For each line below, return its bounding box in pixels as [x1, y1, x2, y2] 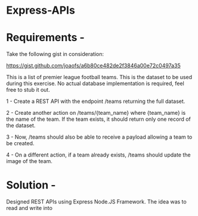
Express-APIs [6, 4, 76, 17]
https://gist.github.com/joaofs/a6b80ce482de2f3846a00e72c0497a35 [6, 62, 181, 69]
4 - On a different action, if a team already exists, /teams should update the [6, 151, 191, 158]
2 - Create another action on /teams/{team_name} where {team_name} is [6, 109, 186, 117]
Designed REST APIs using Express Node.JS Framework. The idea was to [6, 198, 187, 205]
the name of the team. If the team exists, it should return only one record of [6, 115, 191, 123]
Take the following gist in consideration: [6, 51, 104, 58]
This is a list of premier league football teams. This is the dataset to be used [6, 74, 193, 81]
